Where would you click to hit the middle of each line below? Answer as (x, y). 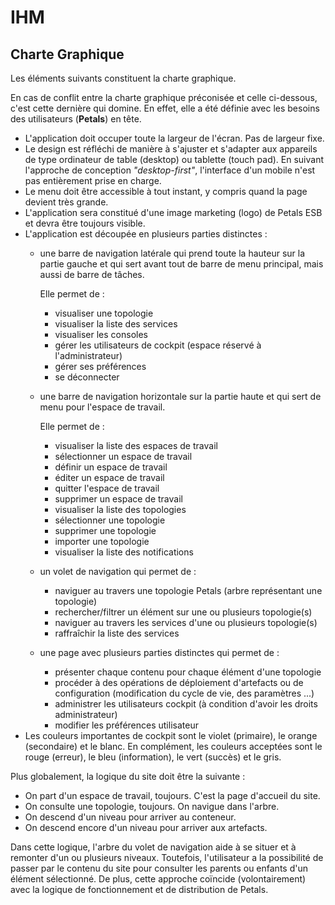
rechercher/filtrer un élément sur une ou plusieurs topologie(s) (183, 612)
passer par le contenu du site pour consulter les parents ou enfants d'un (159, 868)
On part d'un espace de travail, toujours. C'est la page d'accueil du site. (172, 795)
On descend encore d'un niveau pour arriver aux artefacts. (146, 827)
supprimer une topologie (105, 530)
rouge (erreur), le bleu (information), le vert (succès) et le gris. (153, 757)
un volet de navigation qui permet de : (118, 571)
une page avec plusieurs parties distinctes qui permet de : (159, 652)
